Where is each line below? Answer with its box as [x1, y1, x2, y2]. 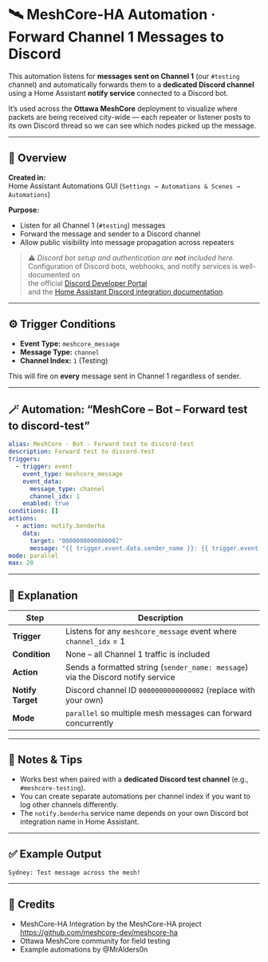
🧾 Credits [8, 898, 56, 912]
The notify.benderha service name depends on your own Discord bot [19, 808, 249, 818]
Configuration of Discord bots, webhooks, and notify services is [27, 261, 238, 271]
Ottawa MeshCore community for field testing [19, 936, 171, 945]
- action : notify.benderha [15, 522, 105, 530]
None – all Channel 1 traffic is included [65, 649, 211, 660]
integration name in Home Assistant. [19, 817, 140, 826]
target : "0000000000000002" [29, 536, 124, 544]
